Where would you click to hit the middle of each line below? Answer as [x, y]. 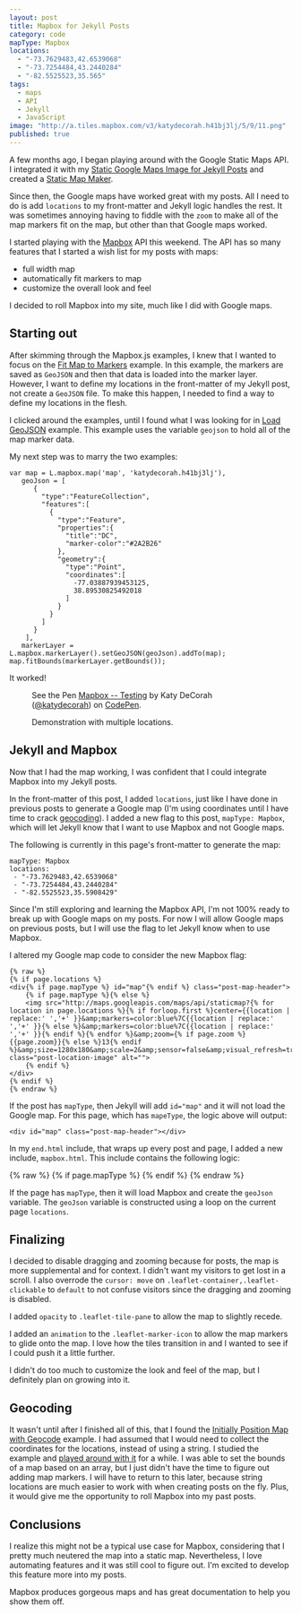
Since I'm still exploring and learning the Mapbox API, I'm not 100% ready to [150, 909]
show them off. [37, 1601]
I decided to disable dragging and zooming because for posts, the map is [144, 1261]
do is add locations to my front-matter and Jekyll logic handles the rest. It [146, 205]
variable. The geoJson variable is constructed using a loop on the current [143, 1202]
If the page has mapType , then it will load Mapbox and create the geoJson [141, 1192]
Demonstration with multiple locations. [103, 721]
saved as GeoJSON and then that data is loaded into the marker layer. [133, 374]
